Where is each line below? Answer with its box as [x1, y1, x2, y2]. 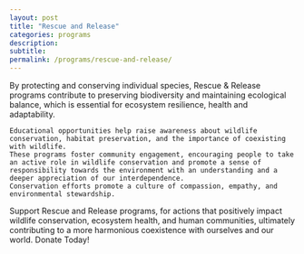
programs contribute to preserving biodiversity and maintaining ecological [9, 89, 287, 100]
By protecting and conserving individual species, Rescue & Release [9, 80, 261, 90]
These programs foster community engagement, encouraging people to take [9, 150, 295, 159]
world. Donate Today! [9, 234, 90, 245]
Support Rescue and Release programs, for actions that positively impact [9, 205, 283, 216]
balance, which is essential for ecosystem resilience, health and [9, 99, 249, 109]
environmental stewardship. [9, 190, 116, 199]
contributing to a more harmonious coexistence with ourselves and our [9, 225, 274, 235]
